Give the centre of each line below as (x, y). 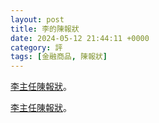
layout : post (37, 19)
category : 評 (36, 47)
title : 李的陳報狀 (45, 29)
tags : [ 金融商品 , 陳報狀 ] (59, 57)
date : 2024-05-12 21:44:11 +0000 (80, 38)
